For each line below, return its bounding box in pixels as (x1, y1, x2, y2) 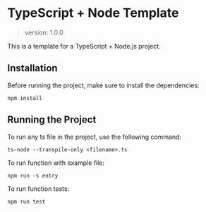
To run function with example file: (7, 158, 104, 167)
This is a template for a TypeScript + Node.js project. (7, 42, 161, 50)
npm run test (7, 198, 46, 205)
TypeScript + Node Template (7, 5, 179, 21)
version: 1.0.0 (24, 28, 63, 37)
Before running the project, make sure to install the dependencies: (7, 81, 200, 89)
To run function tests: (7, 185, 70, 193)
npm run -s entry (7, 172, 59, 179)
